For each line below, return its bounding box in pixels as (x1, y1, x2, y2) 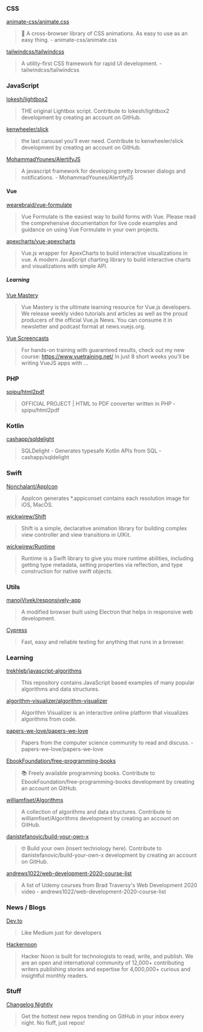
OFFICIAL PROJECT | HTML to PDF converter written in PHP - (21, 400, 176, 407)
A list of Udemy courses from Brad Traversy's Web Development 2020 (21, 882, 198, 889)
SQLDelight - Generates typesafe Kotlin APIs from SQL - (21, 447, 162, 454)
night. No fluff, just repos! (21, 1019, 85, 1026)
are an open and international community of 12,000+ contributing (21, 959, 184, 966)
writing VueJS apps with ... (21, 359, 88, 366)
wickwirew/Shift (6, 513, 47, 520)
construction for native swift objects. (21, 567, 113, 575)
